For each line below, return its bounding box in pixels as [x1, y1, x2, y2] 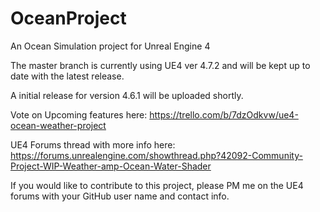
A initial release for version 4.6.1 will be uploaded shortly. [10, 89, 244, 101]
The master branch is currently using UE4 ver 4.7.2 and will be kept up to [10, 59, 311, 71]
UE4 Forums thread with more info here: [10, 138, 176, 151]
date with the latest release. [10, 70, 125, 82]
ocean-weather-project [10, 119, 107, 131]
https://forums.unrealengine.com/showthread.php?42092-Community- [10, 149, 303, 161]
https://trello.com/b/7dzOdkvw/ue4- [149, 108, 299, 121]
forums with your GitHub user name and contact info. [10, 190, 230, 202]
